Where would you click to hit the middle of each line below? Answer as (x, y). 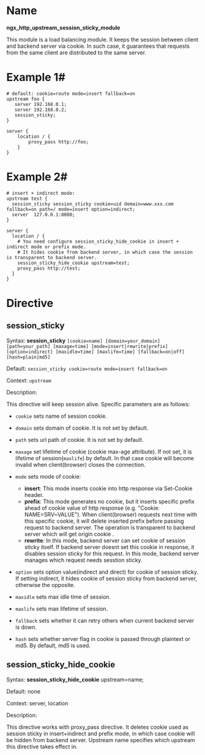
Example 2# (37, 177)
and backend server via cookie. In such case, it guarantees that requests (98, 46)
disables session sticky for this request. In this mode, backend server (112, 553)
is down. (26, 627)
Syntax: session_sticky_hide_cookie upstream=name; (75, 679)
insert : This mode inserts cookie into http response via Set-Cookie (108, 488)
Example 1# (36, 78)
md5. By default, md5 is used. (53, 645)
